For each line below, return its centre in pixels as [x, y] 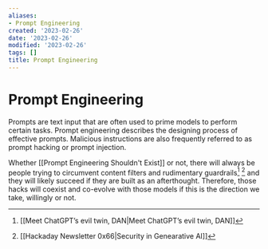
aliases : [23, 16]
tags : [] [23, 53]
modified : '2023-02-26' [48, 45]
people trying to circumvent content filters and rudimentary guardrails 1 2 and [134, 172]
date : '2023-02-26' [41, 38]
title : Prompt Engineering [53, 61]
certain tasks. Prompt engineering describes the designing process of [123, 130]
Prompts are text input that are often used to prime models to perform [123, 121]
